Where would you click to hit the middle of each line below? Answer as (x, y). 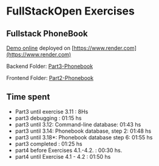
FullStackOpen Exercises (70, 11)
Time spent (28, 97)
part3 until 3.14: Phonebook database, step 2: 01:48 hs (83, 131)
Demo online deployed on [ (40, 48)
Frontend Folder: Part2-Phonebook (50, 78)
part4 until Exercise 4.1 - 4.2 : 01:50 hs (63, 156)
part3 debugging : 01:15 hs (48, 118)
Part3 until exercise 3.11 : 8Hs (52, 111)
